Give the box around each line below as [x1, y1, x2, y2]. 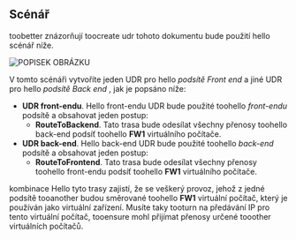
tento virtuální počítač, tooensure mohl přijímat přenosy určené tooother [9, 211, 271, 221]
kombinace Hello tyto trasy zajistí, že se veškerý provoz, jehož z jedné [9, 183, 265, 193]
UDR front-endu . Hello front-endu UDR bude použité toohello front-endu [21, 101, 288, 111]
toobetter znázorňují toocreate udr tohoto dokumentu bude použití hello [9, 30, 271, 41]
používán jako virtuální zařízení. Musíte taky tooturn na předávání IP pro [9, 202, 270, 213]
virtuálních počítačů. [9, 221, 84, 231]
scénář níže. [9, 40, 55, 50]
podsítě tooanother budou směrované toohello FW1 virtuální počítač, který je [9, 192, 288, 203]
